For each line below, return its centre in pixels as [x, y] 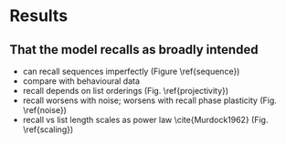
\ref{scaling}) [48, 129]
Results [39, 16]
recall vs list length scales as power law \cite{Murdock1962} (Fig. [145, 120]
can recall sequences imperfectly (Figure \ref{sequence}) [131, 71]
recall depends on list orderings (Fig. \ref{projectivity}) [126, 91]
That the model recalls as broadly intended [134, 50]
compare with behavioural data [81, 81]
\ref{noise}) [44, 110]
